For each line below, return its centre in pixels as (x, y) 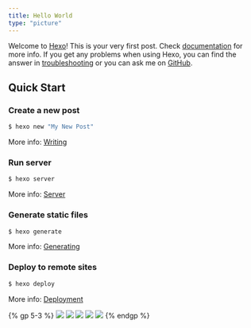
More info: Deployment (46, 299)
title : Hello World (41, 16)
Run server (30, 162)
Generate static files (48, 215)
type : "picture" (35, 23)
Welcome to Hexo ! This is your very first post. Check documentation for (125, 45)
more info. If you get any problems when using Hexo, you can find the (122, 54)
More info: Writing (38, 142)
